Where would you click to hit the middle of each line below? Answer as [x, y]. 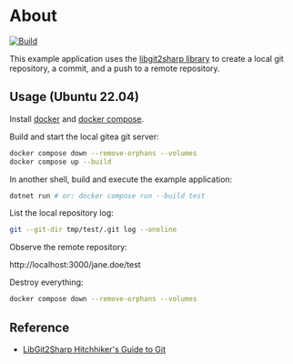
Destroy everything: [46, 282]
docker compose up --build [61, 162]
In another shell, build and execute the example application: [121, 179]
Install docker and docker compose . [76, 118]
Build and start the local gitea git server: [84, 136]
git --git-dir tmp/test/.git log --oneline [93, 230]
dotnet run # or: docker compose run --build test [107, 196]
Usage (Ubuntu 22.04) [74, 97]
